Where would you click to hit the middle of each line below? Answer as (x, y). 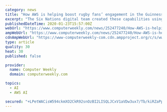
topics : (13, 83)
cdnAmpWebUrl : (20, 38)
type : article (20, 42)
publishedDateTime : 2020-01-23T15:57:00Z (49, 24)
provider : (15, 65)
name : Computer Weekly (33, 70)
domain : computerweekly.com (39, 74)
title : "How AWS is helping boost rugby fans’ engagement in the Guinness (84, 14)
